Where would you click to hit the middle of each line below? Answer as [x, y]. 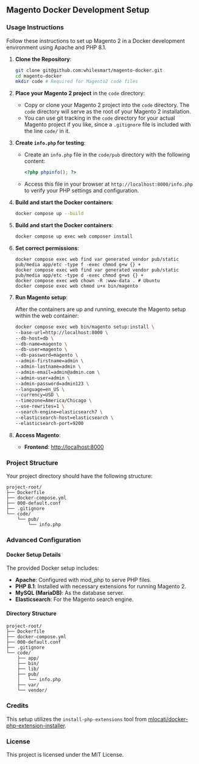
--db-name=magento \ [41, 344]
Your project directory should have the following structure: [79, 476]
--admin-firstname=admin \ [49, 361]
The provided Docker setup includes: [53, 568]
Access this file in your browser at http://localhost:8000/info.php [108, 184]
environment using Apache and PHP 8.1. [56, 47]
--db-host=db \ [34, 338]
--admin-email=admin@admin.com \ [58, 372]
